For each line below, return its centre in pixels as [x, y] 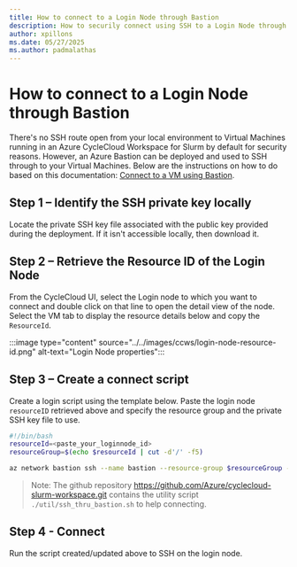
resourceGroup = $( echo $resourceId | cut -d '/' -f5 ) [106, 453]
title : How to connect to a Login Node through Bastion [114, 17]
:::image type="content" [53, 342]
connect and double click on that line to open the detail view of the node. [142, 306]
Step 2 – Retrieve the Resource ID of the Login [137, 262]
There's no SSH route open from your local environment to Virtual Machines [147, 137]
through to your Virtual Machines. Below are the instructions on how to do [144, 166]
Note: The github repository [81, 485]
